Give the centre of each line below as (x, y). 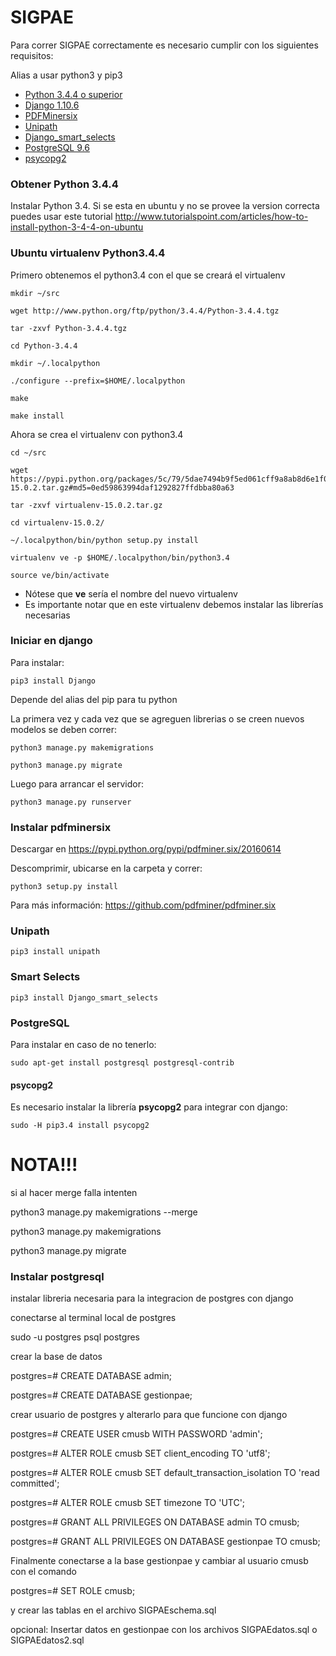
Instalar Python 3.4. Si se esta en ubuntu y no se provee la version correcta (165, 206)
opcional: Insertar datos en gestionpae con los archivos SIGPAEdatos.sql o (164, 1630)
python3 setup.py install (64, 887)
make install (37, 416)
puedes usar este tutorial (61, 217)
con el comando (43, 1572)
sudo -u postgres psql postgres (75, 1337)
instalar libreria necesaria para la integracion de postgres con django (152, 1298)
